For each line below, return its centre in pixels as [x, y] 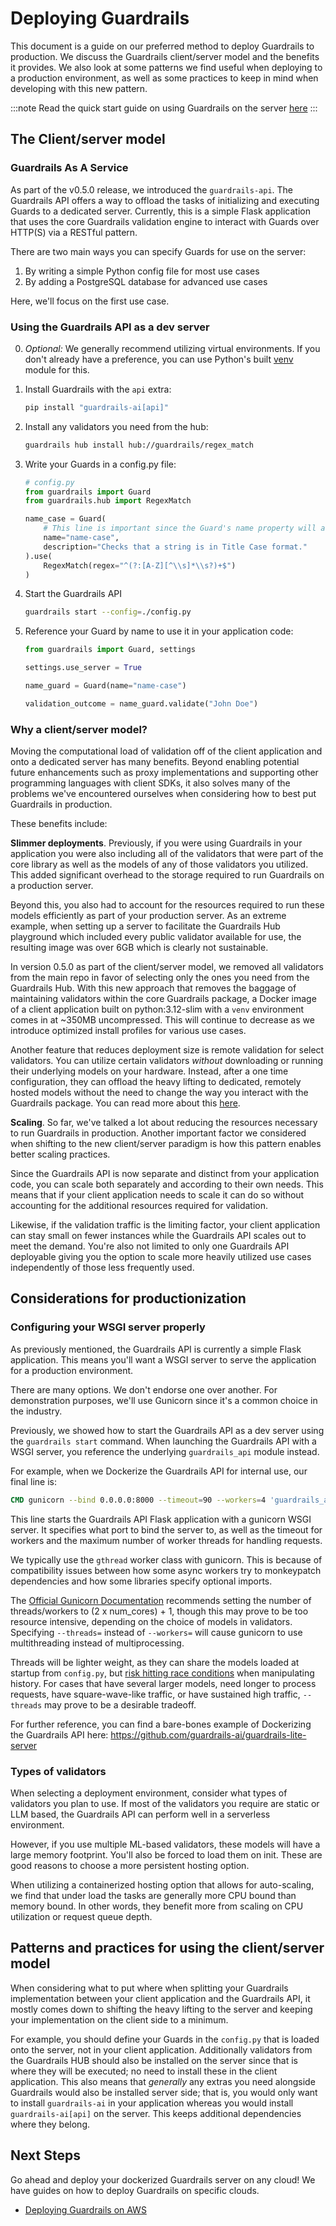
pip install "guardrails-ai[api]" [96, 407]
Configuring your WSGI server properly [108, 1327]
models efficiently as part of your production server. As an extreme [148, 916]
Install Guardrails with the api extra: [98, 389]
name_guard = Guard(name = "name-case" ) [105, 686]
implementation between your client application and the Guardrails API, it [160, 1998]
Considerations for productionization [128, 1298]
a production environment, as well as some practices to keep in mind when [164, 78]
